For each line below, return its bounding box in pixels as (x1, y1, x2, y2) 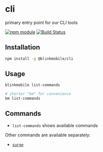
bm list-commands (5, 96, 41, 101)
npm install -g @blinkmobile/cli (5, 56, 74, 61)
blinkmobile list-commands (5, 83, 60, 87)
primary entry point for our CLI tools (5, 20, 78, 25)
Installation (5, 43, 40, 52)
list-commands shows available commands (12, 122, 98, 128)
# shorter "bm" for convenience (5, 91, 71, 96)
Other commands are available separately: (5, 132, 91, 138)
